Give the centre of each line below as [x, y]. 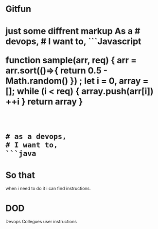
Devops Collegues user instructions [41, 222]
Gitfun [18, 9]
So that [20, 175]
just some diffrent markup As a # [73, 31]
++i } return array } [44, 102]
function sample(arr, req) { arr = [71, 61]
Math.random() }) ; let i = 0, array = [77, 81]
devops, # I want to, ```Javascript [73, 42]
